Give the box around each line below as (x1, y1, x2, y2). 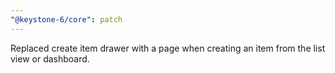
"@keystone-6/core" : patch (10, 14, 123, 25)
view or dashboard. (10, 52, 90, 65)
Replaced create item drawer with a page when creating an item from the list (10, 42, 326, 54)
